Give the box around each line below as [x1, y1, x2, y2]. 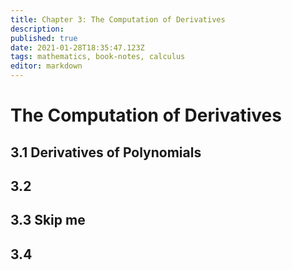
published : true [10, 33, 78, 43]
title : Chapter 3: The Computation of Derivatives [10, 14, 226, 25]
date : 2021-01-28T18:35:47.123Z [10, 42, 145, 53]
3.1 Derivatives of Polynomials [10, 144, 202, 161]
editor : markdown [10, 61, 83, 71]
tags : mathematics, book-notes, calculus [10, 52, 186, 62]
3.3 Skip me [10, 212, 86, 229]
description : [10, 24, 65, 34]
